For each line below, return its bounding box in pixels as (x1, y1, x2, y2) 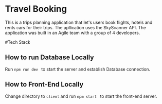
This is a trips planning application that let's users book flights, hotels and (5, 19, 153, 25)
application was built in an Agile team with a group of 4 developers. (5, 30, 140, 35)
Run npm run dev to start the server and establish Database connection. (5, 66, 150, 72)
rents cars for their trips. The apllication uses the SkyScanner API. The (5, 24, 146, 30)
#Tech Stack (5, 39, 31, 45)
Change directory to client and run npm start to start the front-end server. (5, 93, 157, 99)
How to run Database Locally (5, 53, 94, 62)
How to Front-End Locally (5, 80, 84, 88)
